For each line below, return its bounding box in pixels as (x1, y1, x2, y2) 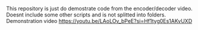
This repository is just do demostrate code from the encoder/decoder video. (6, 5, 193, 12)
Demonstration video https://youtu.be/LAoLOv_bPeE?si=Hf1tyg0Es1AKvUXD (6, 18, 192, 24)
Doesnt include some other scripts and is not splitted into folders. (6, 11, 166, 18)
